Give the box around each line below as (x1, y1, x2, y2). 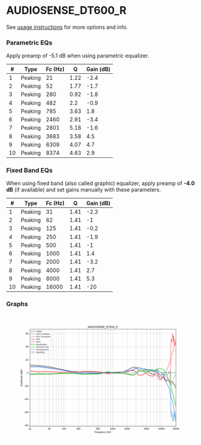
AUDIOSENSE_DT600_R (6, 4, 127, 17)
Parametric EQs (6, 38, 53, 47)
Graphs (6, 300, 28, 308)
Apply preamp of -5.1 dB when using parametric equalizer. (6, 52, 150, 59)
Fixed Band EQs (6, 166, 53, 174)
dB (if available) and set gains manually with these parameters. (6, 186, 162, 193)
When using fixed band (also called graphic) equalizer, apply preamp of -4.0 (6, 180, 195, 187)
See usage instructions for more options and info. (6, 23, 129, 31)
